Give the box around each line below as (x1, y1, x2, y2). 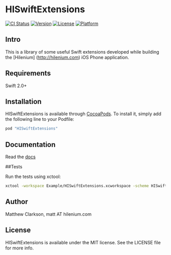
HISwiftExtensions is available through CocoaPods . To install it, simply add (5, 111, 161, 117)
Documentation (5, 140, 56, 149)
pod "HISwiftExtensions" (5, 126, 58, 131)
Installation (5, 97, 42, 106)
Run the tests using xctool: (5, 173, 61, 180)
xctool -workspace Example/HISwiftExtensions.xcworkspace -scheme (5, 184, 149, 189)
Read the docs (5, 154, 36, 160)
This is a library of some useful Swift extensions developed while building (5, 48, 159, 55)
